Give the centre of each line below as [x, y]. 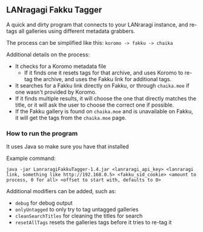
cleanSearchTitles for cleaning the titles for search [79, 216]
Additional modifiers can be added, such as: [61, 191]
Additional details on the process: [48, 55]
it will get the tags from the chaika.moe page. [71, 118]
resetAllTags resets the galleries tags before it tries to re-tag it [93, 222]
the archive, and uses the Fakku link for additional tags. [102, 79]
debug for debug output [44, 203]
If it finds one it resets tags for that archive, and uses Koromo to [104, 73]
